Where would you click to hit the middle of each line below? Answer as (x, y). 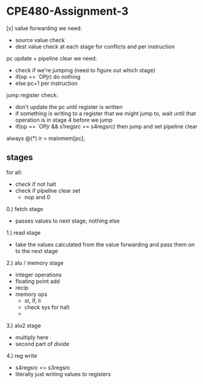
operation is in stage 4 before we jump (64, 120)
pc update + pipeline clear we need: (52, 58)
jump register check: (32, 95)
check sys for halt (47, 307)
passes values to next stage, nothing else (68, 221)
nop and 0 (37, 197)
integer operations (39, 275)
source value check (40, 40)
